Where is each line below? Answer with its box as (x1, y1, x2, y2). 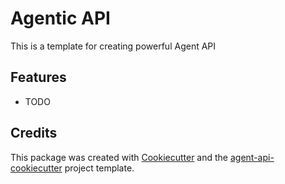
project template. (64, 162, 135, 174)
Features (10, 69, 67, 86)
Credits (10, 125, 58, 142)
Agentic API (10, 7, 111, 30)
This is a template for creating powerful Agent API (10, 40, 217, 52)
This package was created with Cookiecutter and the (10, 151, 229, 163)
